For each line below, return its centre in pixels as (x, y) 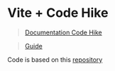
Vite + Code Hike (58, 13)
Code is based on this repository (55, 59)
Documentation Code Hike (63, 32)
